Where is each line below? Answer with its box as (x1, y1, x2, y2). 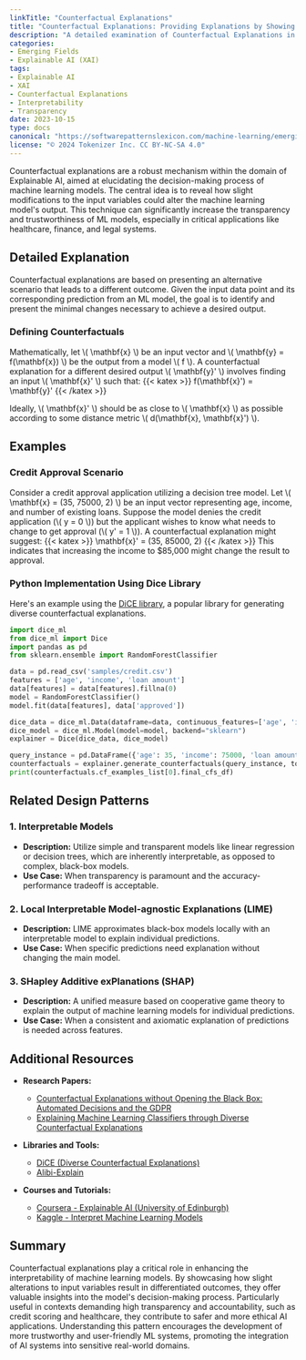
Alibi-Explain (36, 1167, 84, 1178)
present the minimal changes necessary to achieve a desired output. (9, 302, 267, 314)
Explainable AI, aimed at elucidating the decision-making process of (9, 175, 265, 186)
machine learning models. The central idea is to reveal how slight (9, 184, 253, 196)
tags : (9, 65, 30, 74)
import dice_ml (9, 625, 67, 634)
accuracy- (221, 870, 261, 881)
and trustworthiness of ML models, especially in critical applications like (9, 213, 280, 224)
